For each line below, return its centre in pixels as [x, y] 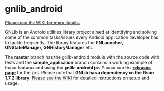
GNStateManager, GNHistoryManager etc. [49, 47]
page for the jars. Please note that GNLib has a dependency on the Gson [80, 72]
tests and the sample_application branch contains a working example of [79, 62]
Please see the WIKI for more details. [43, 23]
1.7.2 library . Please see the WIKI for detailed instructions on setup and [77, 78]
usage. [12, 83]
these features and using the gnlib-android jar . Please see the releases [78, 68]
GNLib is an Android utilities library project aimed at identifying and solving [81, 32]
